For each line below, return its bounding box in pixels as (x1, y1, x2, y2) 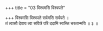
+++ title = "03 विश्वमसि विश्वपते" (5, 5, 65, 10)
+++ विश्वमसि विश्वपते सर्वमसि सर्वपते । (5, 15, 69, 20)
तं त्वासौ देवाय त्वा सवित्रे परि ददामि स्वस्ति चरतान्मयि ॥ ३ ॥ (5, 20, 98, 26)
